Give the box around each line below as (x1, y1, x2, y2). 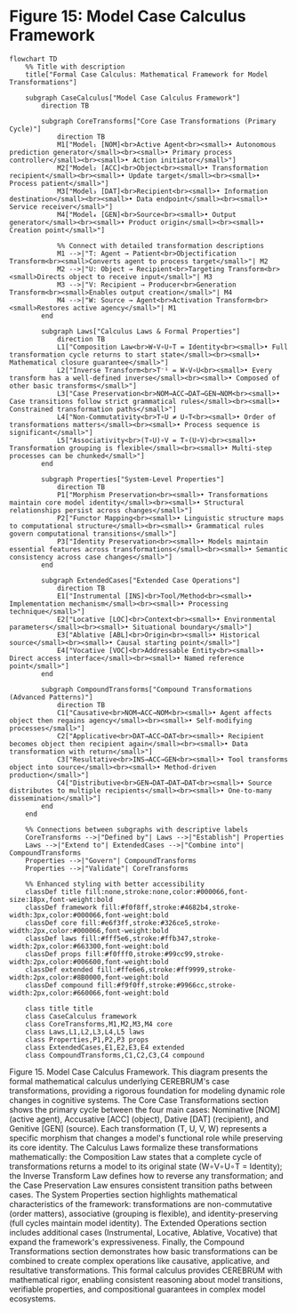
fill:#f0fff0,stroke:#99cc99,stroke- (84, 949, 225, 958)
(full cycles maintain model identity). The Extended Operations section (9, 1217, 267, 1228)
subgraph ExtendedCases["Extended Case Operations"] (41, 576, 241, 584)
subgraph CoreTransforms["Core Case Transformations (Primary (41, 117, 277, 125)
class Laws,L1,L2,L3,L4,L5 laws (25, 1027, 145, 1036)
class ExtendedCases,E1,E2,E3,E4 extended (25, 1043, 185, 1051)
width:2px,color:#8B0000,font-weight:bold (9, 972, 169, 982)
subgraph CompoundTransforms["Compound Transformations (41, 685, 253, 694)
